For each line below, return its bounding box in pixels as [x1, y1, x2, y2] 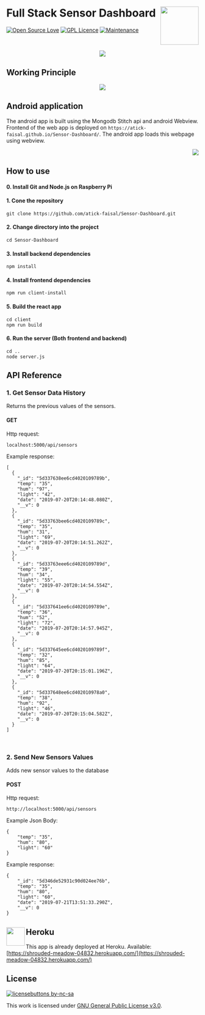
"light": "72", [17, 620, 56, 626]
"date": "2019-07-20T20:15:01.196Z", [17, 667, 113, 674]
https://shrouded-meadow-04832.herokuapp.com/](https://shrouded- [8, 949, 185, 957]
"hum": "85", [17, 657, 51, 663]
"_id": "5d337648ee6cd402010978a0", [17, 689, 111, 696]
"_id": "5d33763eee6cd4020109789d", [17, 560, 111, 567]
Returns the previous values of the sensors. [6, 403, 116, 410]
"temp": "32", [17, 652, 53, 658]
